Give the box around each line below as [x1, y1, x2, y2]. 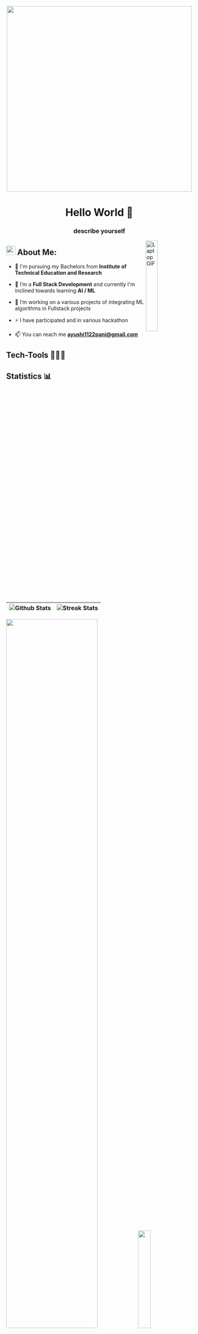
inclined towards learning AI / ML [14, 287, 96, 294]
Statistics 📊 [6, 371, 52, 381]
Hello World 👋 [65, 206, 134, 219]
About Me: [17, 247, 57, 257]
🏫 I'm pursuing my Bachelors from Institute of [14, 262, 127, 270]
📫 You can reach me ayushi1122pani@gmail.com [14, 331, 138, 338]
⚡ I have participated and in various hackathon [14, 316, 128, 324]
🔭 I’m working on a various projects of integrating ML [14, 298, 144, 305]
